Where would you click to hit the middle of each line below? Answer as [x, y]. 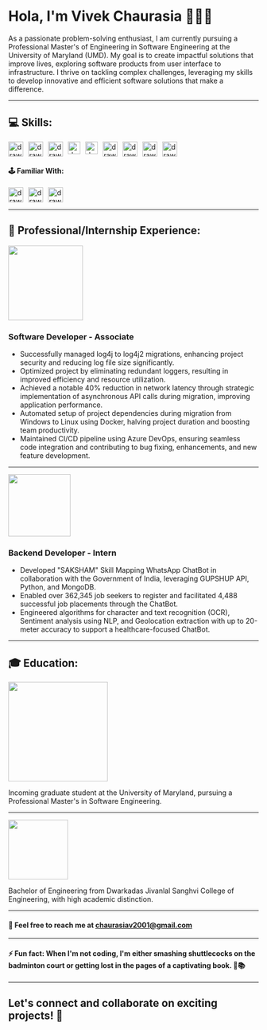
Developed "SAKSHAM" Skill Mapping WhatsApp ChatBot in [118, 570]
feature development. [55, 456]
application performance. [61, 405]
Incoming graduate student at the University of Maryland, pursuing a [120, 793]
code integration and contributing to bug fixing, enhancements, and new [138, 447]
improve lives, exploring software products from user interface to [115, 64]
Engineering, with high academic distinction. [81, 899]
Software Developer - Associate [71, 336]
